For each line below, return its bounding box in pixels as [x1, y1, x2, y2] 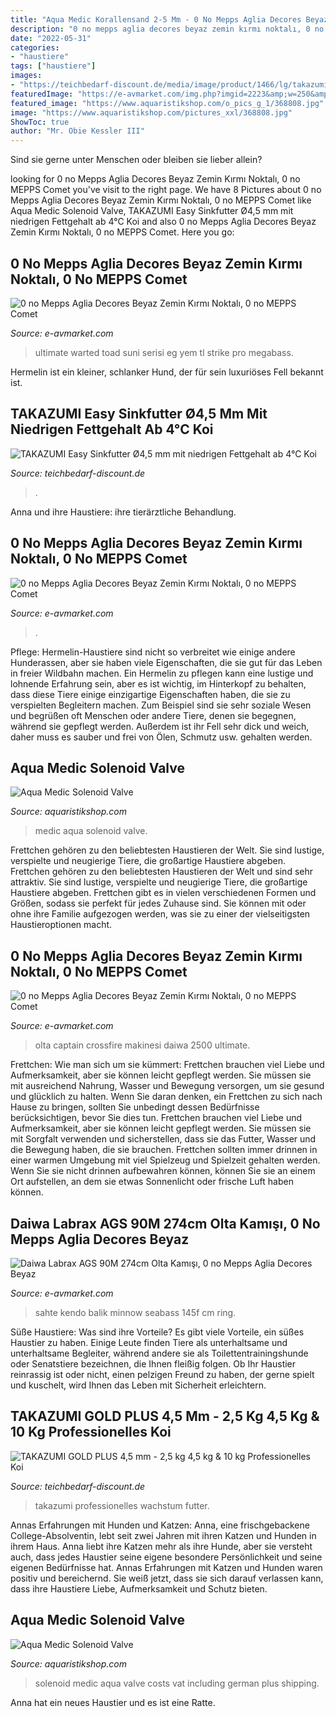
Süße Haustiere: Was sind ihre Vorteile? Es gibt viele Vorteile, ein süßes [10, 1326, 305, 1338]
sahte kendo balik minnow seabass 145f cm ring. [34, 1307, 237, 1318]
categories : [10, 42, 60, 53]
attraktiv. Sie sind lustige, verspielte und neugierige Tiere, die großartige [10, 876, 308, 888]
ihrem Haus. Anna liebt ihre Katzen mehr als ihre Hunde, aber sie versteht [10, 1540, 313, 1552]
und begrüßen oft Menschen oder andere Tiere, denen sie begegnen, [10, 709, 297, 721]
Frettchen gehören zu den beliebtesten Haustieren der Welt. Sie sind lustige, [10, 844, 325, 856]
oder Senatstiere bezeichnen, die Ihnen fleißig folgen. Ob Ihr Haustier [10, 1358, 297, 1370]
